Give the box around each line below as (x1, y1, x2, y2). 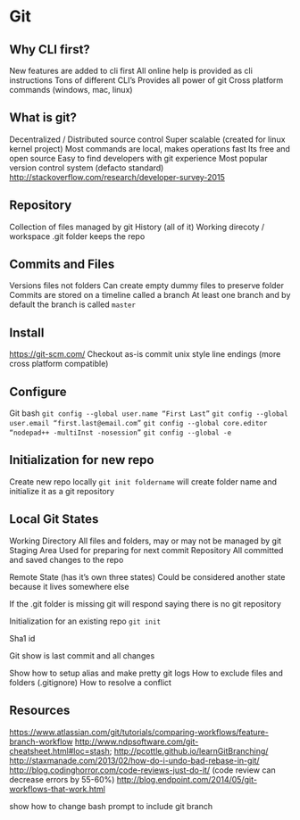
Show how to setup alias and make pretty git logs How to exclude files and (9, 667, 283, 678)
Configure (9, 384, 67, 399)
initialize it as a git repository (9, 485, 114, 496)
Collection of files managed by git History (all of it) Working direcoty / (9, 221, 265, 232)
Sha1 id (9, 633, 36, 643)
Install (9, 325, 45, 340)
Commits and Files (9, 257, 115, 272)
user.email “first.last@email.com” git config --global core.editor (9, 419, 268, 428)
